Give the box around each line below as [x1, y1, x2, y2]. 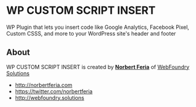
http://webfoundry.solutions [14, 94, 84, 101]
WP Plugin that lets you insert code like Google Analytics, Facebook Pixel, [6, 23, 189, 31]
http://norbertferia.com [14, 81, 72, 88]
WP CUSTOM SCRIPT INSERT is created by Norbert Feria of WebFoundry [6, 63, 190, 70]
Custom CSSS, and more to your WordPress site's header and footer [6, 29, 176, 37]
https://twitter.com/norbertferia [14, 88, 93, 95]
